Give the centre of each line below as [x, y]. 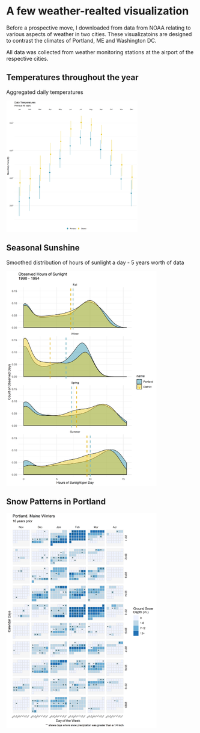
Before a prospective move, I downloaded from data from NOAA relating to [98, 28]
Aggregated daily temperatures [45, 92]
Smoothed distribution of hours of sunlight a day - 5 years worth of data [95, 262]
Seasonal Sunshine [43, 248]
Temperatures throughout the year [73, 77]
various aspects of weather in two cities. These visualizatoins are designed [99, 34]
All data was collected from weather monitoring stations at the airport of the [100, 52]
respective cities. [27, 58]
